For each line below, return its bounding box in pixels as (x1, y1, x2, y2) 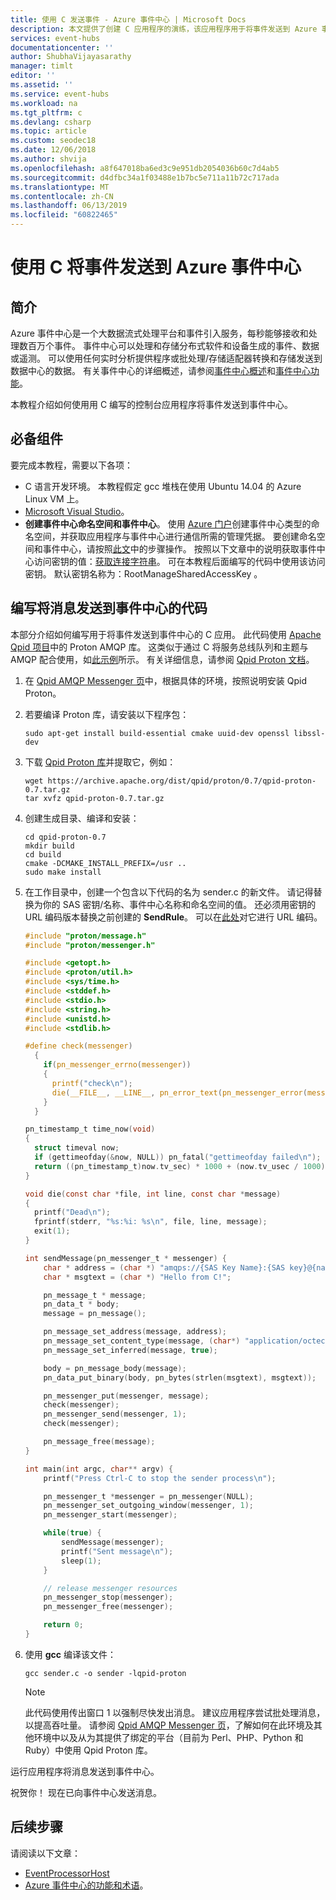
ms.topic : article (10, 126, 87, 136)
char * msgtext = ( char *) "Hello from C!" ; (43, 1272, 232, 1282)
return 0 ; (43, 1620, 84, 1630)
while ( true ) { (43, 1528, 102, 1538)
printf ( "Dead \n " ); (34, 1207, 111, 1218)
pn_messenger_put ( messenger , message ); (43, 1391, 210, 1401)
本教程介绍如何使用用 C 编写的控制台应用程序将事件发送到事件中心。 (10, 399, 294, 410)
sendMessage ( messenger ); (61, 1537, 165, 1547)
